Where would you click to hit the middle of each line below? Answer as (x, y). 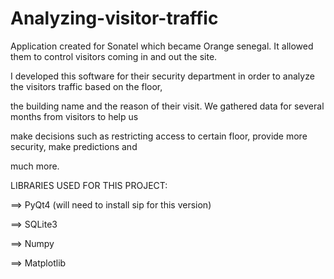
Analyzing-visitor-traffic (114, 18)
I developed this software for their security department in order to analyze (162, 76)
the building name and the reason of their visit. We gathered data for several (167, 106)
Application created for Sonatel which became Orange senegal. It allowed (162, 46)
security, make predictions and (74, 146)
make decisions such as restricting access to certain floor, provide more (159, 136)
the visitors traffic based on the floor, (86, 86)
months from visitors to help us (74, 116)
